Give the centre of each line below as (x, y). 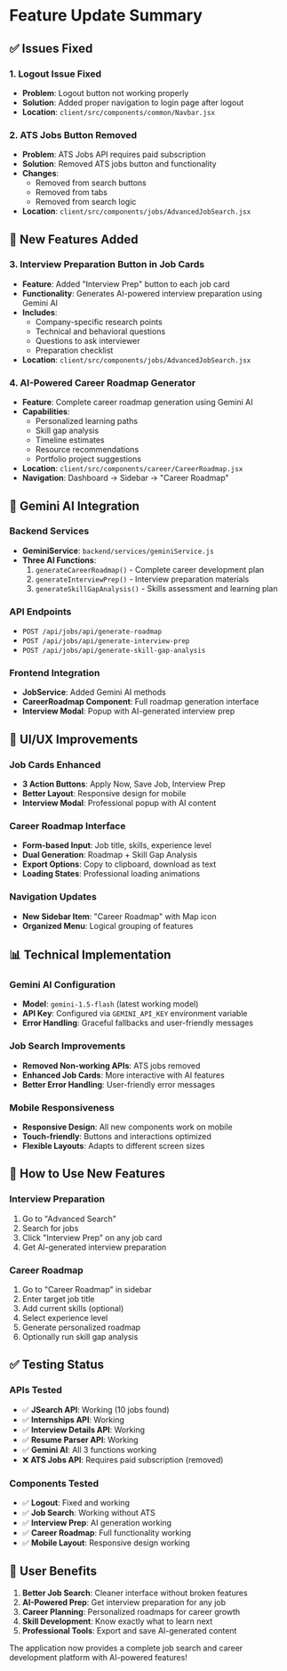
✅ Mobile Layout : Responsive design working (106, 1543)
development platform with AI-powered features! (99, 1657)
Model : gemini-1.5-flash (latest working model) (110, 1004)
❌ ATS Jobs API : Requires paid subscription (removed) (123, 1459)
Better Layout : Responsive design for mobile (104, 794)
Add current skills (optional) (73, 1308)
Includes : (40, 312)
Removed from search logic (86, 202)
